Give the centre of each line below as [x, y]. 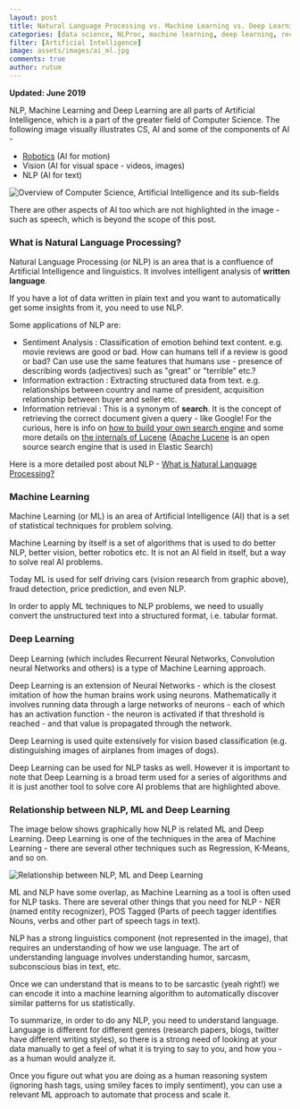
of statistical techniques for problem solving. [92, 526]
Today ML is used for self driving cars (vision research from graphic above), [149, 580]
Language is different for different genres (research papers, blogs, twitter [144, 1030]
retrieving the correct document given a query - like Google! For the [147, 419]
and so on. [29, 858]
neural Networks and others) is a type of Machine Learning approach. [137, 668]
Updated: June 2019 [48, 93]
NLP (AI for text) [52, 174]
